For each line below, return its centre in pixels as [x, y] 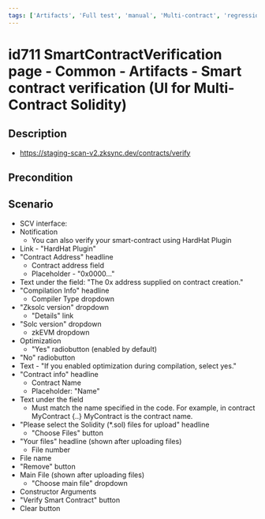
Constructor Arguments [58, 491]
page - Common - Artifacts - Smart [125, 71]
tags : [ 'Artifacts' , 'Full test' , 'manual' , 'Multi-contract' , [114, 15]
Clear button [40, 508]
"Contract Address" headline [66, 256]
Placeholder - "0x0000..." [73, 274]
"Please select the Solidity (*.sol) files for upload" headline [114, 424]
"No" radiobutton [47, 357]
